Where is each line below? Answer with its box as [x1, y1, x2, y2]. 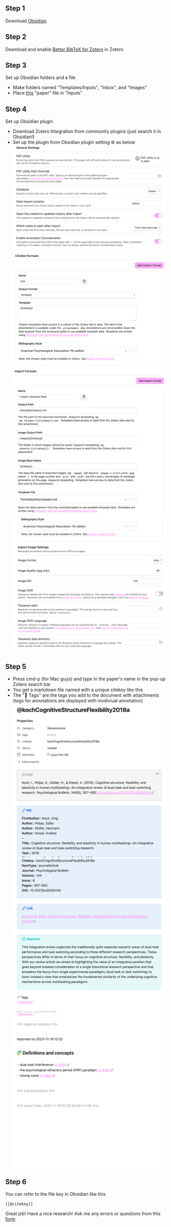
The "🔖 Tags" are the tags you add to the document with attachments [12, 692, 160, 698]
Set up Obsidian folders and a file [5, 74, 76, 81]
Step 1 [5, 4, 26, 13]
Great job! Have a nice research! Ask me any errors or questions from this [5, 1211, 161, 1217]
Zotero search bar [12, 681, 51, 688]
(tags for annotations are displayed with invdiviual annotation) [12, 698, 143, 704]
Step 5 [5, 662, 27, 671]
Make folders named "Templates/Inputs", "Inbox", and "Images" [12, 85, 147, 91]
